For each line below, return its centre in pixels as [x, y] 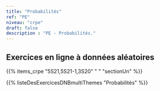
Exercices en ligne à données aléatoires [80, 57]
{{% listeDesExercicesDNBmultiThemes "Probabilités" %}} [77, 82]
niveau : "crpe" [25, 22]
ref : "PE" [18, 17]
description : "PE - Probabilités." [51, 33]
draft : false [22, 28]
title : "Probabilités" [34, 11]
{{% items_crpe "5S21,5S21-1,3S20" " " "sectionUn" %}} [74, 71]
